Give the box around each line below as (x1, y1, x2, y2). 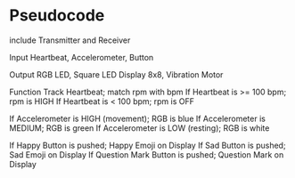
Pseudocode (9, 5, 105, 26)
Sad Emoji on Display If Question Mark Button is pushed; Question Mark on (9, 149, 284, 160)
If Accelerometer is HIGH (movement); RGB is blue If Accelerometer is (9, 113, 266, 124)
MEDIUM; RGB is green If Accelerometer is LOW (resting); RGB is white (9, 122, 270, 133)
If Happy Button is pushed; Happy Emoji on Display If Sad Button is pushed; (9, 140, 287, 150)
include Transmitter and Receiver (9, 35, 131, 45)
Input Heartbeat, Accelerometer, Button (9, 52, 154, 62)
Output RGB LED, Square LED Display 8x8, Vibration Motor (9, 69, 224, 80)
